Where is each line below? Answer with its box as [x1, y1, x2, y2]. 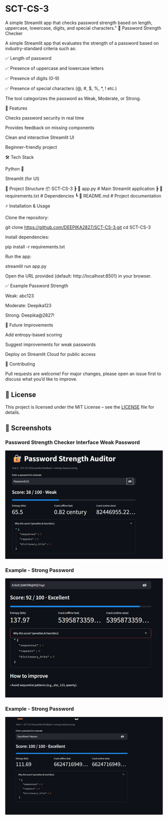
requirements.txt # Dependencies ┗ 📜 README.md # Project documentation [5, 193, 161, 199]
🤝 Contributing [5, 360, 35, 367]
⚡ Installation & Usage [5, 203, 50, 209]
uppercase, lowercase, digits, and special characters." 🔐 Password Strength [5, 25, 161, 31]
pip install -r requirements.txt [5, 243, 65, 249]
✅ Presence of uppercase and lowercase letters [5, 65, 104, 71]
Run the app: [5, 253, 31, 259]
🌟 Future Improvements [5, 322, 53, 328]
